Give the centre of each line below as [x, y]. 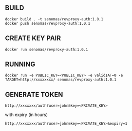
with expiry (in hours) [26, 115]
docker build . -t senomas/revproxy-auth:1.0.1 [54, 19]
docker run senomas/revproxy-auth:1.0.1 [47, 49]
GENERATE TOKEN [34, 94]
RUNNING [20, 64]
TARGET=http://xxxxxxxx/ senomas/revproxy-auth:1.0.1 [61, 80]
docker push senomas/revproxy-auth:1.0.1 [48, 23]
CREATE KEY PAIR [33, 38]
